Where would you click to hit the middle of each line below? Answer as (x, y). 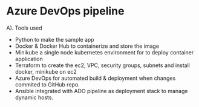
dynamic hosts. (34, 97)
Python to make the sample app (55, 39)
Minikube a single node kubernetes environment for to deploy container (104, 52)
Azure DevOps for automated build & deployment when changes (95, 78)
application (29, 59)
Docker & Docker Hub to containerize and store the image (87, 46)
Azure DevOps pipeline (65, 11)
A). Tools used (24, 28)
